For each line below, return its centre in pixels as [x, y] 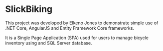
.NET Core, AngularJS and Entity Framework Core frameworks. [70, 28]
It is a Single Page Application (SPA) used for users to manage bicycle [77, 38]
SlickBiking [29, 9]
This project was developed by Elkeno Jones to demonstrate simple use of [82, 23]
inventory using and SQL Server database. [49, 43]
